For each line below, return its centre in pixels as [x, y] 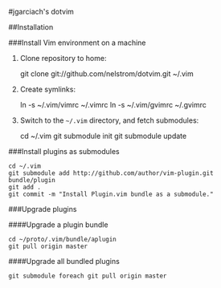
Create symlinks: [48, 89]
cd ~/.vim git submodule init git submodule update [103, 136]
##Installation [31, 27]
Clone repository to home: [63, 58]
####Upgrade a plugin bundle [58, 225]
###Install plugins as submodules [64, 151]
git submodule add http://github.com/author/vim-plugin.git [111, 173]
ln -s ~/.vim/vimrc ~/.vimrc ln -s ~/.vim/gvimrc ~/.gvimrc [113, 105]
